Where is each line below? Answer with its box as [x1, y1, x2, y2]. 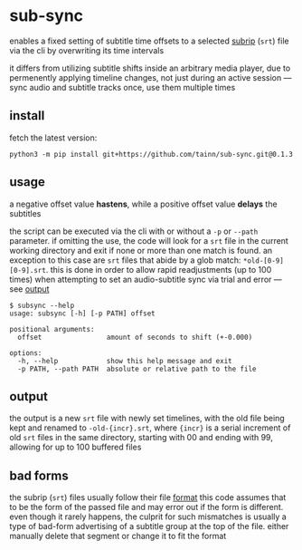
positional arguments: [9, 324, 95, 333]
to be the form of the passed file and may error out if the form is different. [9, 502, 284, 513]
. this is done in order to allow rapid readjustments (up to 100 [45, 264, 272, 275]
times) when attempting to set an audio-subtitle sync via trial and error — [9, 274, 282, 285]
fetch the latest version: [9, 132, 98, 143]
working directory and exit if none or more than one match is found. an [9, 245, 273, 256]
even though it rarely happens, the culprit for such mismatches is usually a [9, 511, 287, 522]
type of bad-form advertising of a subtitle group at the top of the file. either [9, 521, 289, 532]
